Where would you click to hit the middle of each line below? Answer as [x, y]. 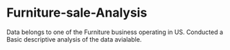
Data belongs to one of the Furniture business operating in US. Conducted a [115, 32]
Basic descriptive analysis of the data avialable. [74, 39]
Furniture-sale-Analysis [77, 13]
